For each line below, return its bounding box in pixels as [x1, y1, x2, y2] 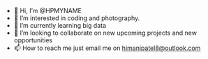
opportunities [13, 36, 53, 44]
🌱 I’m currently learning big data [13, 22, 107, 29]
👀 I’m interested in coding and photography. [13, 14, 140, 22]
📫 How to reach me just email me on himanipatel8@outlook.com [13, 44, 201, 52]
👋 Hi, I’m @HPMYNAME [13, 7, 82, 15]
